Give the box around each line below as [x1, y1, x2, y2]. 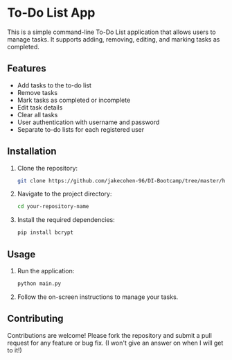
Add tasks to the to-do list [17, 81, 92, 89]
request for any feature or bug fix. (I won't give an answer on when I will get [7, 338, 224, 347]
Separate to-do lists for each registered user [17, 125, 145, 133]
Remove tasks [17, 88, 57, 96]
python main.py [17, 280, 62, 287]
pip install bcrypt [17, 229, 74, 237]
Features [7, 62, 46, 74]
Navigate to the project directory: [17, 189, 112, 198]
